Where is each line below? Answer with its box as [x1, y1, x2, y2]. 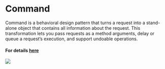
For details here [5, 47, 39, 53]
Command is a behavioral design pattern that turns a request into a [5, 20, 146, 26]
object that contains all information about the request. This [18, 25, 141, 31]
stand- [146, 20, 160, 26]
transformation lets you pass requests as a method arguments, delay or [5, 30, 155, 36]
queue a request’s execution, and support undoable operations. [5, 36, 138, 42]
